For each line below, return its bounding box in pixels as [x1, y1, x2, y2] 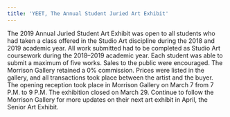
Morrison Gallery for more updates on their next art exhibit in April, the [7, 95, 208, 104]
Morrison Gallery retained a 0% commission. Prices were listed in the [7, 66, 204, 74]
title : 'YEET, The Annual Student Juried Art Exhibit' [7, 10, 169, 17]
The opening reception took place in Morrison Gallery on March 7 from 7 [7, 80, 214, 89]
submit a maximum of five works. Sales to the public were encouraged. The [7, 58, 223, 66]
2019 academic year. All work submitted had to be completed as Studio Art [7, 44, 220, 52]
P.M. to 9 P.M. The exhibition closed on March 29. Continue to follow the [7, 88, 214, 96]
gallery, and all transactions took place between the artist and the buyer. [7, 73, 213, 82]
